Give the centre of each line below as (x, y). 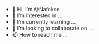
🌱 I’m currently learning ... (44, 22)
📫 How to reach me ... (40, 35)
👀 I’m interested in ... (37, 15)
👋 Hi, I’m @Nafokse (36, 9)
